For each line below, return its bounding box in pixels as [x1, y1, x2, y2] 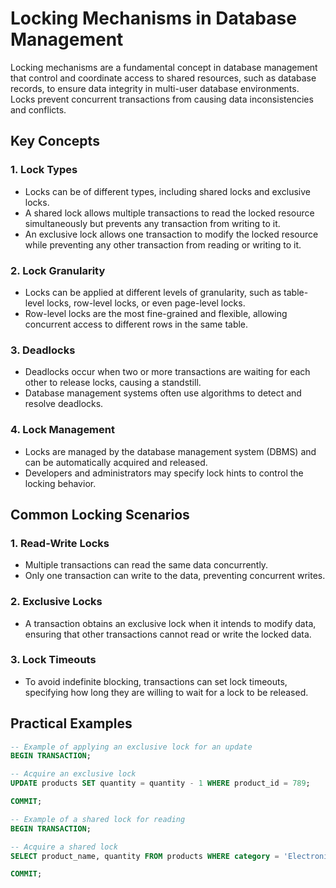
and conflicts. [10, 103, 67, 116]
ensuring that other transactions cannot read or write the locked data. [24, 628, 312, 640]
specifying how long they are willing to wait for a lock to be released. [24, 686, 309, 698]
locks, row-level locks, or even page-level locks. [46, 297, 246, 309]
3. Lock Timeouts [10, 653, 97, 667]
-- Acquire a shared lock [10, 842, 118, 852]
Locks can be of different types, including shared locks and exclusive [24, 185, 311, 197]
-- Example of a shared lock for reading [10, 814, 186, 824]
